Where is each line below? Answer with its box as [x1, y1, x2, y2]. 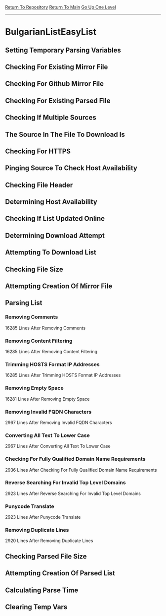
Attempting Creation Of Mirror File [5, 282, 113, 291]
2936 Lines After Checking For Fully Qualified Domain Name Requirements [5, 467, 157, 473]
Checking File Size [5, 265, 63, 273]
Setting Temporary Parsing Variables [5, 46, 121, 54]
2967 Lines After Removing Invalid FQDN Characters [5, 419, 112, 426]
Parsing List [5, 299, 42, 307]
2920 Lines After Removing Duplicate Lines [5, 538, 93, 544]
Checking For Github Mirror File [5, 79, 104, 88]
